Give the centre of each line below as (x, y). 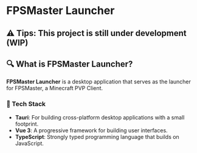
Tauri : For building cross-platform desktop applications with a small (100, 117)
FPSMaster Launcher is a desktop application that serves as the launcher (99, 82)
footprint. (27, 124)
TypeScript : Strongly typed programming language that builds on (97, 137)
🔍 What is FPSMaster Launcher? (70, 64)
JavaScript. (29, 143)
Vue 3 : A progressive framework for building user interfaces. (92, 130)
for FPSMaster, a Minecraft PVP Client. (55, 88)
